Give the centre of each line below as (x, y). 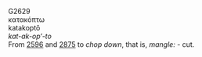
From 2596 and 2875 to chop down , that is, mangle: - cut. (101, 45)
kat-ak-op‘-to (30, 36)
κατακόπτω (27, 20)
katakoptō (24, 28)
